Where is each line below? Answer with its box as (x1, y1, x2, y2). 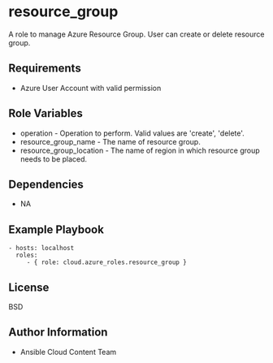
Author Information (8, 326, 108, 339)
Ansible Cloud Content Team (19, 347, 117, 357)
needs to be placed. (19, 153, 88, 164)
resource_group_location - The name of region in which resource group (19, 145, 260, 155)
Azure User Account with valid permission (19, 83, 162, 93)
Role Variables (8, 106, 83, 120)
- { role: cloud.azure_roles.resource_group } (26, 258, 187, 266)
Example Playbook (8, 223, 104, 236)
